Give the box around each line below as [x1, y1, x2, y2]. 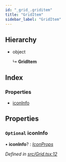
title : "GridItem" [5, 12, 43, 17]
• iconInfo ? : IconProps [5, 141, 53, 147]
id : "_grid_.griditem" [5, 7, 52, 13]
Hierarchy [5, 35, 37, 44]
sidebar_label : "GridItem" [5, 17, 61, 22]
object [12, 49, 26, 55]
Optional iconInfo [5, 130, 48, 137]
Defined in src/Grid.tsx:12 [5, 151, 57, 157]
